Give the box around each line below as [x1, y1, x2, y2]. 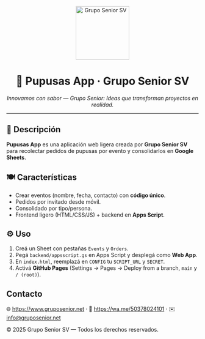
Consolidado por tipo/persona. [15, 204, 93, 212]
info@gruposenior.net [6, 314, 61, 321]
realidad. [91, 101, 114, 108]
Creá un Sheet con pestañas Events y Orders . [15, 245, 129, 252]
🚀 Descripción [6, 124, 61, 135]
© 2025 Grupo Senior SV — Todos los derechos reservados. [6, 326, 159, 333]
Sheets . [6, 154, 26, 161]
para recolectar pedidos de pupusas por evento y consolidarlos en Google [6, 147, 194, 154]
